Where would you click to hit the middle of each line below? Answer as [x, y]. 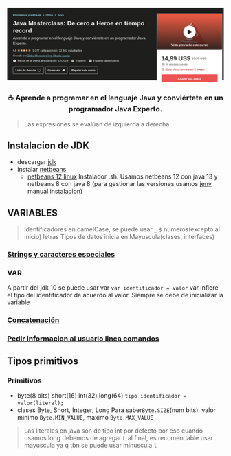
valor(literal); [40, 403]
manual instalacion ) [55, 191]
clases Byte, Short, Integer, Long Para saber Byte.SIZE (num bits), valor [117, 410]
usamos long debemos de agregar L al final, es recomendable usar [118, 437]
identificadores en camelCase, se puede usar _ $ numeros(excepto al [122, 229]
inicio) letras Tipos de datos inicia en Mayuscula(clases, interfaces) [119, 237]
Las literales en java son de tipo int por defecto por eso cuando [113, 431]
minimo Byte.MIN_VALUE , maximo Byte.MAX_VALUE [85, 417]
